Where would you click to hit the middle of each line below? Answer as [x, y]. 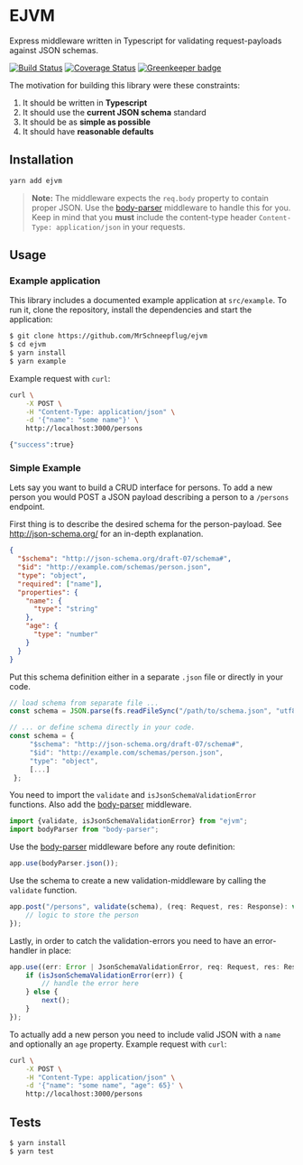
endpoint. [27, 507]
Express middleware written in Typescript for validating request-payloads [146, 41]
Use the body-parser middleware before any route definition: [123, 847]
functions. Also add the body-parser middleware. [101, 805]
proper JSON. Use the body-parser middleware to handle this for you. [161, 208]
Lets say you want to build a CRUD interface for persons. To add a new [141, 487]
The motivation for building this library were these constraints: [125, 85]
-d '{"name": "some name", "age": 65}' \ [104, 1086]
